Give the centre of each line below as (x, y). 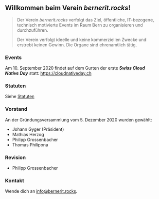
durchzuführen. (33, 30)
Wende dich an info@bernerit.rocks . (41, 191)
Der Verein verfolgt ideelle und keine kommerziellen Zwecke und (82, 40)
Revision (16, 157)
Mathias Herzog (28, 134)
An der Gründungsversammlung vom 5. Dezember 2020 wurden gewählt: (79, 119)
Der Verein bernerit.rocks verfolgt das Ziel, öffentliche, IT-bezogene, (85, 20)
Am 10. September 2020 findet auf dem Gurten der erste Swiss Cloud (75, 68)
